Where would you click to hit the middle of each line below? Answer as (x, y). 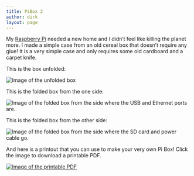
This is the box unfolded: (36, 69)
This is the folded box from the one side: (55, 92)
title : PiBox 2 (25, 11)
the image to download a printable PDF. (54, 156)
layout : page (22, 22)
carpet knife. (21, 58)
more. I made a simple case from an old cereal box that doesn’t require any (97, 45)
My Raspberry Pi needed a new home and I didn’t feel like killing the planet (96, 39)
